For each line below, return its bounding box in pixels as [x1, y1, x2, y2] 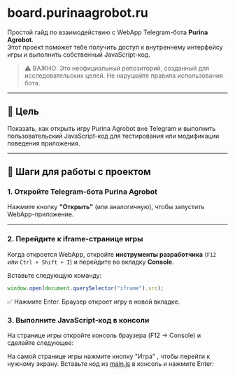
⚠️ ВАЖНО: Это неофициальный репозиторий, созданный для [24, 64, 210, 72]
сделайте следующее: [7, 338, 74, 347]
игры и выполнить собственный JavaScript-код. [7, 50, 150, 59]
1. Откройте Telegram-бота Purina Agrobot [7, 187, 157, 197]
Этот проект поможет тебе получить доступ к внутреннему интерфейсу [7, 43, 223, 51]
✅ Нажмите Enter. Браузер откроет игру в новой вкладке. [7, 297, 180, 306]
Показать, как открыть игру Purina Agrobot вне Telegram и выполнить [7, 124, 216, 132]
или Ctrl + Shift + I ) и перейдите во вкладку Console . [7, 257, 174, 266]
